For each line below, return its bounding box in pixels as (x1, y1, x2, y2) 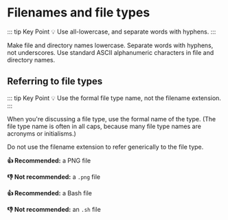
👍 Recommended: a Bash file (7, 188, 93, 197)
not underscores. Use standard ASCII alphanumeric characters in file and (7, 48, 214, 56)
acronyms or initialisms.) (7, 129, 77, 138)
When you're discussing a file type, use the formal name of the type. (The (7, 114, 216, 123)
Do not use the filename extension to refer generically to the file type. (7, 143, 204, 151)
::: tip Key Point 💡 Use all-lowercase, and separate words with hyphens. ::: (7, 27, 216, 36)
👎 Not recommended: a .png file (7, 173, 101, 181)
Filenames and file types (7, 5, 150, 21)
